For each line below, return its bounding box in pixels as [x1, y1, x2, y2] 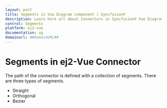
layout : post [5, 7, 32, 12]
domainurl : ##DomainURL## [5, 35, 59, 40]
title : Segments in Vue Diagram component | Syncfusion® [5, 12, 126, 17]
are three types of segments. [5, 78, 65, 84]
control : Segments [5, 21, 43, 26]
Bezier [12, 98, 26, 104]
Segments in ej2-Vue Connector [5, 56, 141, 67]
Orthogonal [12, 93, 36, 99]
